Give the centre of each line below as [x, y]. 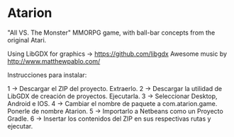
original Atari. [27, 40]
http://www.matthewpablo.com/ [54, 61]
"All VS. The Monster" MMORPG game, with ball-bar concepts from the [111, 32]
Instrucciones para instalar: [47, 75]
